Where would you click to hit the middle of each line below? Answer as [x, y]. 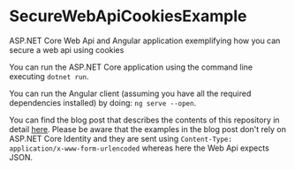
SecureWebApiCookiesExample [128, 16]
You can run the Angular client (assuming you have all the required [130, 93]
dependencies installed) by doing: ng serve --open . [103, 102]
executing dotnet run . [49, 76]
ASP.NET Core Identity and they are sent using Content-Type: [121, 138]
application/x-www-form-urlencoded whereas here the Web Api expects [139, 148]
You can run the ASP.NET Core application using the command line [131, 67]
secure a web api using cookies [67, 49]
